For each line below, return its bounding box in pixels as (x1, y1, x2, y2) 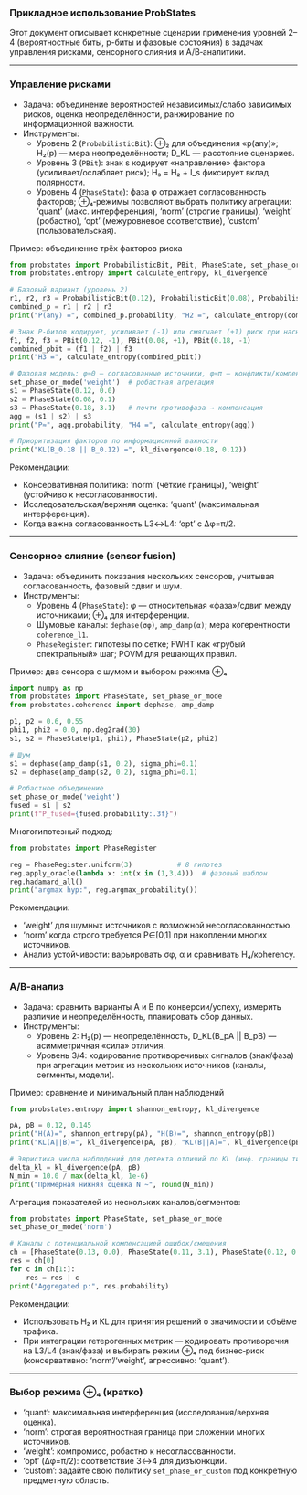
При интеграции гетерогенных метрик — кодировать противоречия (22, 1335, 290, 1346)
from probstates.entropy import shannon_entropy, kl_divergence (9, 1104, 259, 1114)
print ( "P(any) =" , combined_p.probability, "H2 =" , (9, 311, 210, 320)
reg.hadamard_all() (9, 877, 84, 886)
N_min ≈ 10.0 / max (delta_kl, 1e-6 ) (9, 1172, 149, 1181)
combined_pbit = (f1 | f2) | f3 (9, 345, 132, 354)
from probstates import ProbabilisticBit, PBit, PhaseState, (9, 260, 248, 270)
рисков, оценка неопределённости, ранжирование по (22, 108, 235, 120)
